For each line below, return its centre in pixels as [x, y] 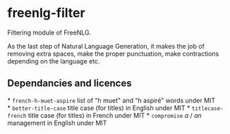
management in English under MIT [57, 123]
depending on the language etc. [54, 61]
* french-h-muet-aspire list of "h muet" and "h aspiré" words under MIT [111, 100]
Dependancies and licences [69, 84]
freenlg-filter [47, 13]
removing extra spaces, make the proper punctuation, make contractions [113, 54]
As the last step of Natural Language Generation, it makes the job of [106, 46]
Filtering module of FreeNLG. [49, 32]
